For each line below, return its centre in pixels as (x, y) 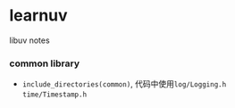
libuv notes (30, 40)
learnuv (39, 16)
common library (45, 63)
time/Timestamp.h (55, 95)
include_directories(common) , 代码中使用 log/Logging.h (124, 84)
